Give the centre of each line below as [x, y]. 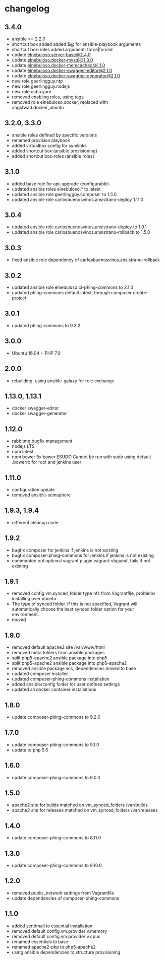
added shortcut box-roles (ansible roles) [53, 156]
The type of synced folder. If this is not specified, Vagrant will [75, 604]
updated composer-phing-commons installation [60, 679]
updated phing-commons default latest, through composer [72, 293]
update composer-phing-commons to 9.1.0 [55, 745]
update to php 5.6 [30, 750]
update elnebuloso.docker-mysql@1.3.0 [52, 60]
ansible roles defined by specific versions [54, 135]
